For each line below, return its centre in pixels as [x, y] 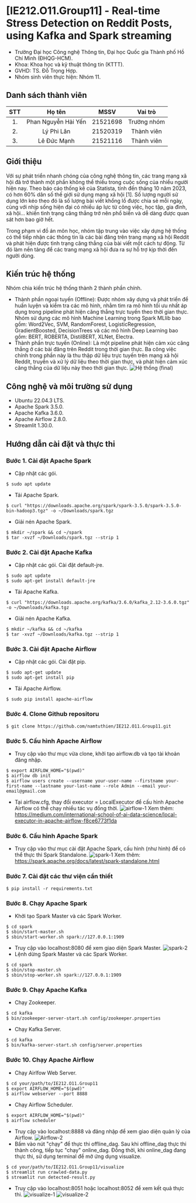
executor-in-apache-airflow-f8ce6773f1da [66, 821]
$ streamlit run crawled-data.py [47, 1172]
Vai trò [147, 111]
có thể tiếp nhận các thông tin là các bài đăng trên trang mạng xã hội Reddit [97, 237]
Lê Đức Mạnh [56, 141]
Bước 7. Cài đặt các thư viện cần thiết [59, 876]
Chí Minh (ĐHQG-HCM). [44, 58]
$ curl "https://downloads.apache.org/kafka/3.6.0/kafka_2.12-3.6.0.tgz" [98, 603]
